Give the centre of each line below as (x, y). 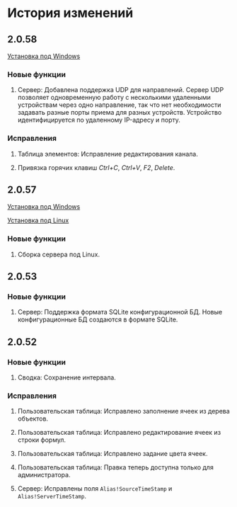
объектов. (33, 418)
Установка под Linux (38, 220)
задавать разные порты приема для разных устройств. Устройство (120, 113)
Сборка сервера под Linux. (59, 254)
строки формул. (41, 440)
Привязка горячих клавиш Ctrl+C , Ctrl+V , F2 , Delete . (96, 167)
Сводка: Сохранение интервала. (67, 377)
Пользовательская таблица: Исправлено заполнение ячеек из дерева (123, 411)
